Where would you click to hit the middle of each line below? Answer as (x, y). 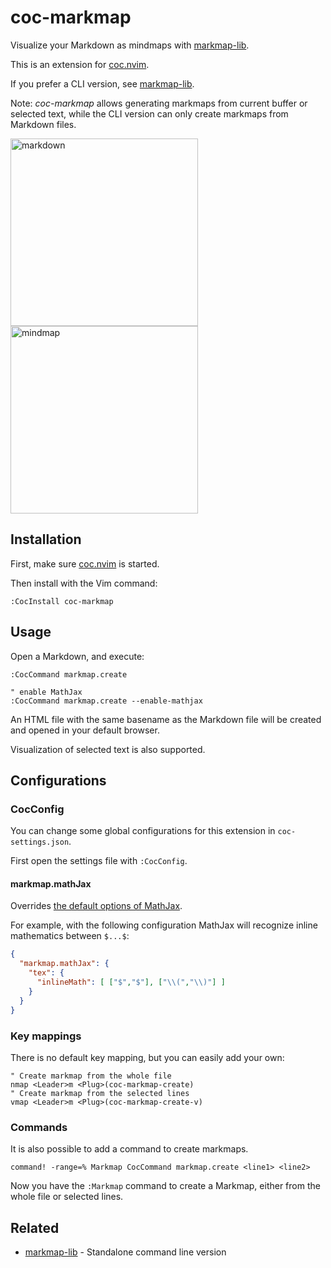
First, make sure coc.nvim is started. (85, 563)
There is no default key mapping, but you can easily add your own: (147, 1057)
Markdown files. (43, 124)
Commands (39, 1127)
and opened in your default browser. (85, 730)
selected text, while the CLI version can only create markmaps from (149, 113)
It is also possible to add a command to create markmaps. (129, 1149)
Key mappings (46, 1036)
